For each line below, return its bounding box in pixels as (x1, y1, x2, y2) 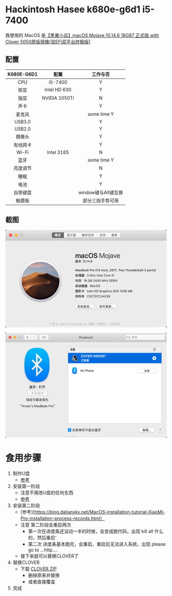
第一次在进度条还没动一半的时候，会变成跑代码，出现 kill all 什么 (28, 528, 164, 534)
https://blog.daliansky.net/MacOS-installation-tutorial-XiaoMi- (34, 509, 165, 515)
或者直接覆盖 (28, 579, 55, 585)
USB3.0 (14, 118, 31, 124)
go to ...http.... (28, 547, 58, 553)
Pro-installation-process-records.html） (20, 515, 105, 521)
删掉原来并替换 (28, 572, 60, 579)
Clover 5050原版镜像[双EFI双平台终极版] (5, 39, 91, 45)
